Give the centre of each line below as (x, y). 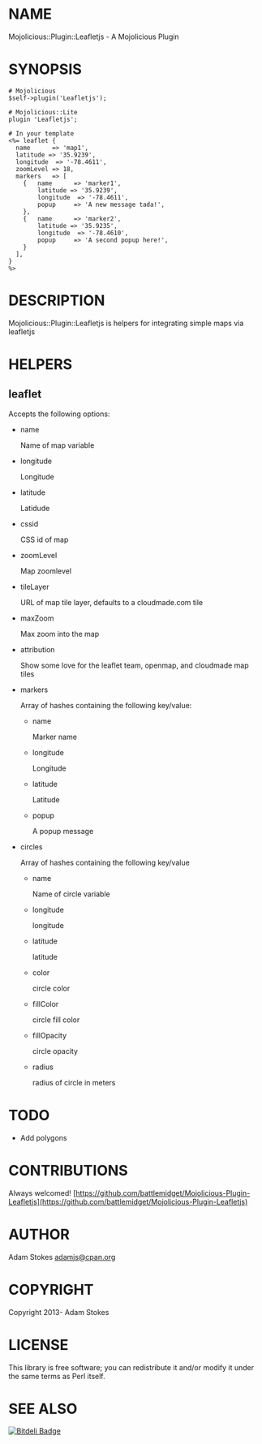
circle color (51, 988)
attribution (37, 649)
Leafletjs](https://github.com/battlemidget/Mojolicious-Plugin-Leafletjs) (128, 1201)
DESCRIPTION (57, 301)
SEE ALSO (43, 1409)
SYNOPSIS (45, 69)
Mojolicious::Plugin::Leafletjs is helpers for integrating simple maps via (126, 323)
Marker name (54, 737)
